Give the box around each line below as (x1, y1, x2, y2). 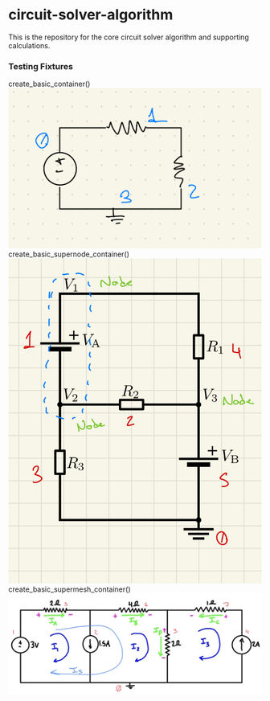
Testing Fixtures (8, 60, 74, 72)
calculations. (8, 40, 51, 50)
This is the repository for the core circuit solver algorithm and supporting (8, 32, 249, 42)
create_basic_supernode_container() (8, 249, 130, 259)
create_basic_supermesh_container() (8, 584, 131, 594)
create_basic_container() (8, 79, 91, 89)
